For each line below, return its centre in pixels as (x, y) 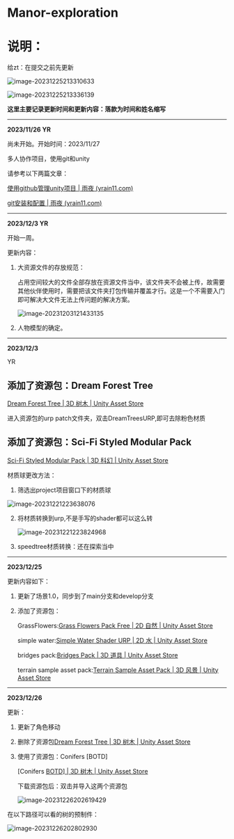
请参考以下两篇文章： (38, 174)
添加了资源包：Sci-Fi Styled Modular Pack (99, 442)
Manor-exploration (63, 13)
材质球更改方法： (32, 475)
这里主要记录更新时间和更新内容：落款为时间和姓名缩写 (86, 109)
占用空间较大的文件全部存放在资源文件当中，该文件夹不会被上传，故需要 (121, 282)
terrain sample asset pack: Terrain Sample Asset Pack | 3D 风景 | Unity (118, 670)
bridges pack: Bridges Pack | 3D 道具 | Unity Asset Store (97, 655)
